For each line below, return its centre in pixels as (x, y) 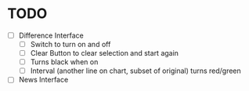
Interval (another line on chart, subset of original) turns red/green (136, 71)
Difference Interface (51, 35)
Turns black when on (64, 62)
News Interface (43, 80)
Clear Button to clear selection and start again (105, 53)
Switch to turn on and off (70, 44)
